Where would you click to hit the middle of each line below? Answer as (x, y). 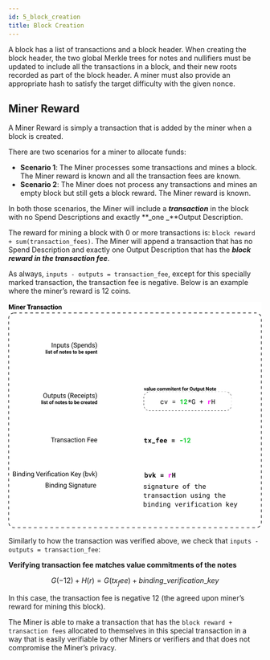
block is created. (36, 136)
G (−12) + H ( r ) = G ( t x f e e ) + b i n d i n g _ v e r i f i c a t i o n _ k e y (135, 582)
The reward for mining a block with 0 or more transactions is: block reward (132, 233)
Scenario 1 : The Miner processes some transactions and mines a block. (138, 168)
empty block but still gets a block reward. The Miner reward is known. (135, 194)
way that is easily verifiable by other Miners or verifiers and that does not (129, 639)
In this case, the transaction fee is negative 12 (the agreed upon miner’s (127, 598)
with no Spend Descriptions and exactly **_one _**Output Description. (126, 218)
